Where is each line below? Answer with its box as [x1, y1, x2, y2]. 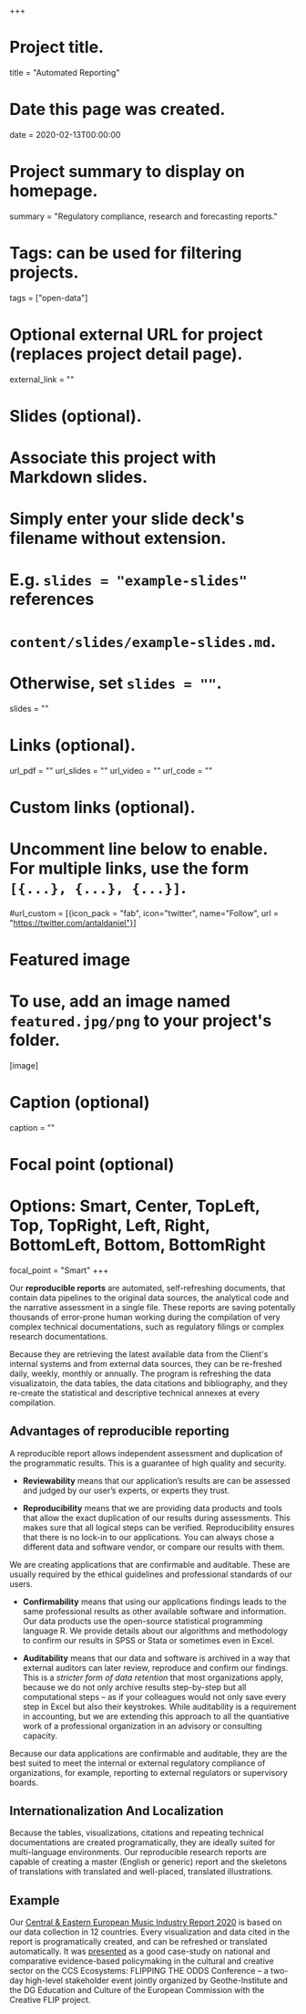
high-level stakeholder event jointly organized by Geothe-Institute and [25, 1975, 289, 1986]
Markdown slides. [9, 467, 148, 488]
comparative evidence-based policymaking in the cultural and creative [9, 1956, 275, 1967]
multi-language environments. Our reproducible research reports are [9, 1847, 267, 1858]
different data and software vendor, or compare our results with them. [22, 1541, 285, 1552]
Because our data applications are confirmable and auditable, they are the [9, 1748, 288, 1758]
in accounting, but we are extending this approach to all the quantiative [22, 1710, 290, 1721]
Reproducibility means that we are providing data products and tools [22, 1502, 282, 1513]
